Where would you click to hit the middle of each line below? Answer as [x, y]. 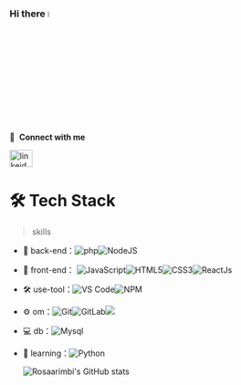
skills [42, 232]
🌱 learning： [46, 353]
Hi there [27, 14]
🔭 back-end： [48, 251]
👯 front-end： [48, 270]
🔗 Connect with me [47, 137]
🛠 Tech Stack [63, 200]
